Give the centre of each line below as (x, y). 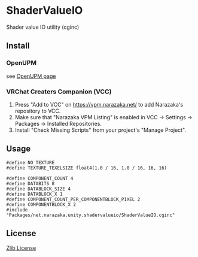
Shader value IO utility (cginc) (43, 27)
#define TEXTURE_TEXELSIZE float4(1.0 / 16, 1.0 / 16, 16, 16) (87, 168)
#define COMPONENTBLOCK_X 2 (41, 204)
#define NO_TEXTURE (31, 162)
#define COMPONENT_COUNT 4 (40, 178)
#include (17, 210)
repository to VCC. (38, 111)
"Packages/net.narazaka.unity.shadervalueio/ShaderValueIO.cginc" (91, 215)
